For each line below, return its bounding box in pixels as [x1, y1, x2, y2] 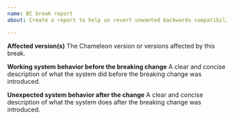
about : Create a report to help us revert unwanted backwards [7, 17, 192, 24]
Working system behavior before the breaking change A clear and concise [7, 62, 226, 71]
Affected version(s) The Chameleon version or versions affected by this [7, 42, 215, 50]
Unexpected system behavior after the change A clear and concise [7, 91, 203, 99]
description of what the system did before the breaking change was [7, 70, 202, 78]
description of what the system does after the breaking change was [7, 98, 202, 106]
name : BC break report [7, 10, 73, 17]
